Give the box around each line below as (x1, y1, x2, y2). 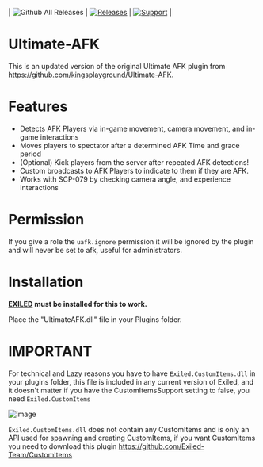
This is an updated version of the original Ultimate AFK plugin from (8, 61, 226, 71)
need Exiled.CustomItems (8, 393, 91, 404)
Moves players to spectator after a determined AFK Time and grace (19, 140, 240, 150)
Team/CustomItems (8, 450, 73, 459)
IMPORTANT (8, 342, 93, 360)
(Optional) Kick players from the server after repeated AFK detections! (19, 157, 250, 167)
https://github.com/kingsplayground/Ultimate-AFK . (8, 70, 174, 79)
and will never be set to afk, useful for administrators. (8, 245, 182, 255)
